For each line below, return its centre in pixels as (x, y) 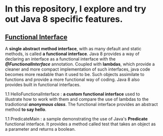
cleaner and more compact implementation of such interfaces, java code (78, 69)
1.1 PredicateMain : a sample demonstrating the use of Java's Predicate (76, 119)
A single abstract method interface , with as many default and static (73, 49)
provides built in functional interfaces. (43, 85)
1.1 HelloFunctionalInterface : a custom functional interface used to (73, 94)
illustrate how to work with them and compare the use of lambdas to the (77, 99)
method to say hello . (26, 109)
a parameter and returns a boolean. (41, 129)
